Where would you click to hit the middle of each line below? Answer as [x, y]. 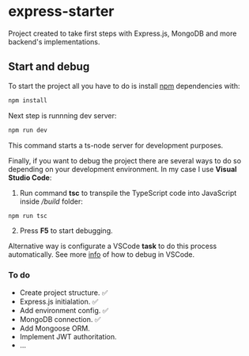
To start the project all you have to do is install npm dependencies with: [124, 86]
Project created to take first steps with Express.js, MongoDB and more [123, 33]
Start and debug [49, 67]
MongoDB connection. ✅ [60, 319]
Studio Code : [30, 178]
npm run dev [28, 130]
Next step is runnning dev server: [62, 115]
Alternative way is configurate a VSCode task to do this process [113, 246]
